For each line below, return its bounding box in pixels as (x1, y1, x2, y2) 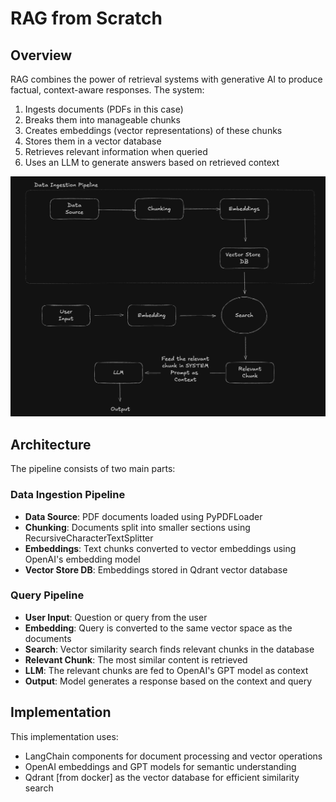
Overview (10, 47, 73, 64)
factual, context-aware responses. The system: (10, 84, 205, 96)
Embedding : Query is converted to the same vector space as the (24, 622, 293, 634)
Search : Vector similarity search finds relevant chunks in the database (24, 643, 315, 655)
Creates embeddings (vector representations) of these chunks (24, 125, 283, 136)
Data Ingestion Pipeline (10, 488, 126, 502)
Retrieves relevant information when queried (24, 146, 208, 157)
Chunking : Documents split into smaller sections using (24, 521, 251, 533)
